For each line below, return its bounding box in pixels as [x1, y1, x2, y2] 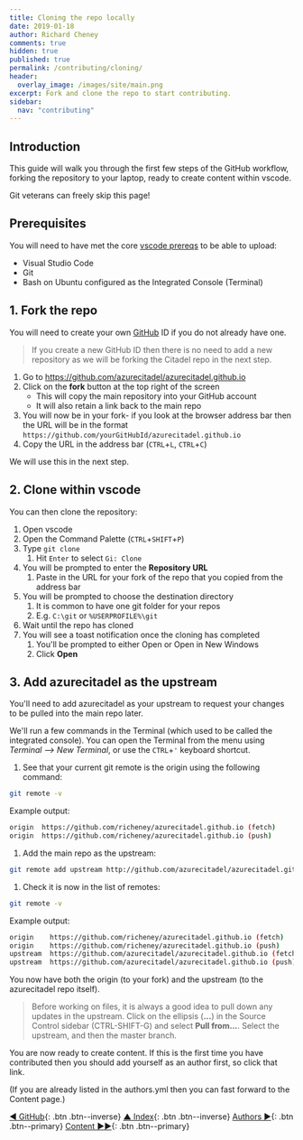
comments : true [9, 38, 67, 48]
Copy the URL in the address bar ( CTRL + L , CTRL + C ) [22, 439, 207, 450]
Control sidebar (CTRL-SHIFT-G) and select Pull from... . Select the [31, 1021, 280, 1032]
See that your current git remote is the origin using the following [22, 762, 261, 773]
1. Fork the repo [9, 303, 97, 319]
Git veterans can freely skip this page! [9, 190, 151, 201]
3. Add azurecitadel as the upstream [9, 674, 218, 690]
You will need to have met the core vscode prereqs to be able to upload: [9, 240, 278, 251]
